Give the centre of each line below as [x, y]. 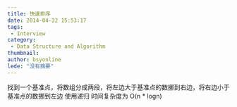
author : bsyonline [34, 60]
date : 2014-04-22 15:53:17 [47, 20]
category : [22, 40]
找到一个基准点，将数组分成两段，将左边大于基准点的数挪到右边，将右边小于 [119, 87]
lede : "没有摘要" [31, 66]
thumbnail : [23, 53]
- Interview [28, 33]
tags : [15, 27]
